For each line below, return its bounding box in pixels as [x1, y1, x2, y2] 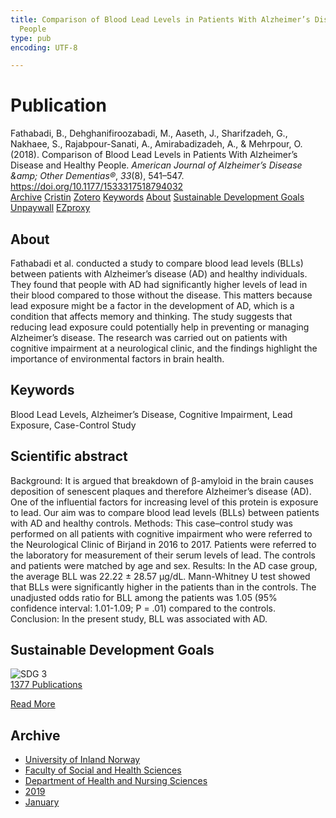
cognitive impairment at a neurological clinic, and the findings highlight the [10, 342, 318, 354]
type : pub [10, 33, 52, 43]
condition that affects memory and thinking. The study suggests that [10, 311, 293, 322]
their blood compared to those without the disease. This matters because [10, 289, 313, 301]
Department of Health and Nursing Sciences [24, 775, 208, 787]
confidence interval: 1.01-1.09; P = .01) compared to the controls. [10, 602, 276, 614]
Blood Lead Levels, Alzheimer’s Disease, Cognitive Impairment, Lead [10, 408, 293, 420]
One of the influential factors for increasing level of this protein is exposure [10, 496, 319, 508]
